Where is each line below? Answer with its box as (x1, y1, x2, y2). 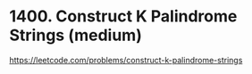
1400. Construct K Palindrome (9, 6, 238, 27)
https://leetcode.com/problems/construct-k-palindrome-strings (9, 54, 243, 65)
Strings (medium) (9, 25, 143, 45)
